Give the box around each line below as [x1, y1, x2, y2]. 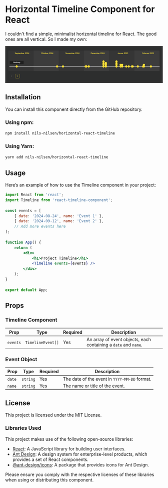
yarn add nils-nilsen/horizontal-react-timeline [5, 154, 108, 160]
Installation [5, 93, 41, 101]
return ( [14, 245, 32, 250]
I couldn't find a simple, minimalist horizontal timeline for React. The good [5, 31, 157, 37]
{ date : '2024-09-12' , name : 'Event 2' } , [14, 219, 104, 224]
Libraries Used [5, 425, 41, 432]
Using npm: [5, 119, 34, 126]
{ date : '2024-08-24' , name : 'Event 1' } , [14, 213, 104, 219]
